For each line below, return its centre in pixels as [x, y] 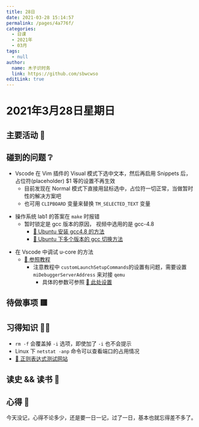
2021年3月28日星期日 [61, 111]
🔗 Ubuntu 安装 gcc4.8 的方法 [69, 231]
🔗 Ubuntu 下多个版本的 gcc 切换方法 [78, 239]
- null [20, 57]
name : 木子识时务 [31, 68]
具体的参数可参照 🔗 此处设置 [77, 282]
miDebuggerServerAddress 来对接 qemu [79, 274]
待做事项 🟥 [27, 303]
